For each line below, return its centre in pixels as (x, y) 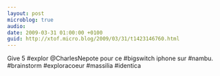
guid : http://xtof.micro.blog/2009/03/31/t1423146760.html (93, 39)
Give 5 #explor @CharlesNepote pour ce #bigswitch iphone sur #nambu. (110, 58)
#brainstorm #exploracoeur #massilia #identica (74, 66)
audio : (16, 26)
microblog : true (30, 20)
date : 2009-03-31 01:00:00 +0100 (55, 33)
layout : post (26, 13)
